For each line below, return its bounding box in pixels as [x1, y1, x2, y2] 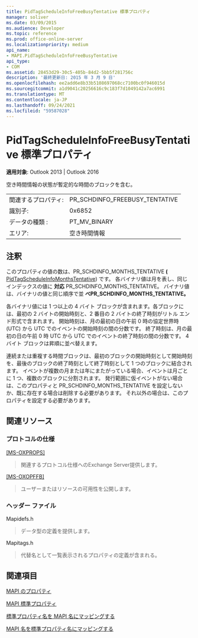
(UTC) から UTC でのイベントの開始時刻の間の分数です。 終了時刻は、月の [6, 325, 187, 332]
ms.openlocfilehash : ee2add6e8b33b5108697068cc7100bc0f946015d [6, 81, 165, 86]
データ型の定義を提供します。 [20, 528, 93, 535]
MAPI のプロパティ [6, 587, 52, 594]
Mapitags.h [6, 540, 34, 547]
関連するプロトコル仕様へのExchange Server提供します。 [20, 461, 161, 468]
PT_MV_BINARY [69, 217, 113, 226]
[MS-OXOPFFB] [6, 473, 44, 480]
